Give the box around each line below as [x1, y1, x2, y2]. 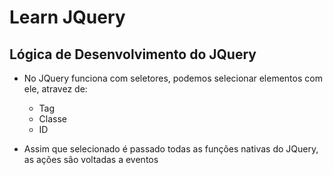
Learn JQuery [9, 6, 126, 29]
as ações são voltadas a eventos [23, 154, 159, 165]
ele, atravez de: [23, 83, 88, 95]
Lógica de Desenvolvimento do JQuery [9, 46, 257, 63]
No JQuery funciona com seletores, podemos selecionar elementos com [23, 72, 323, 84]
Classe [38, 113, 68, 125]
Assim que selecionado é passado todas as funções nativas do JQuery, [23, 143, 319, 155]
